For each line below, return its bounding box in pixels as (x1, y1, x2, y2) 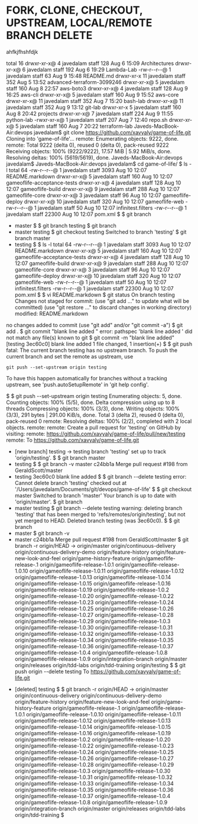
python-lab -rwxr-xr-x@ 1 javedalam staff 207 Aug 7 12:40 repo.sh (6, 116, 168, 123)
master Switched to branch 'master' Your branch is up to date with (14, 492, 177, 499)
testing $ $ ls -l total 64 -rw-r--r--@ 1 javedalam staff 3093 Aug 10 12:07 (14, 241, 191, 248)
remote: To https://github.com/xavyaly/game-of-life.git (6, 436, 139, 444)
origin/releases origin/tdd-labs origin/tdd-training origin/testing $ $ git (14, 661, 186, 668)
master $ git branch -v (14, 529, 70, 537)
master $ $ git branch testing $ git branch (14, 222, 117, 229)
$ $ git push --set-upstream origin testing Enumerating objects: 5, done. (6, 392, 182, 399)
